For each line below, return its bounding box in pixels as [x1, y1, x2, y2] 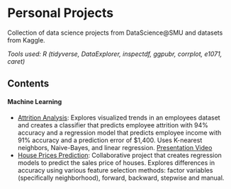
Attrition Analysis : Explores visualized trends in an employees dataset [17, 113, 221, 122]
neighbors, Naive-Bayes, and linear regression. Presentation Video [17, 143, 213, 151]
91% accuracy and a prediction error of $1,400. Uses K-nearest [17, 136, 203, 144]
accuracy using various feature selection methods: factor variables [17, 166, 213, 174]
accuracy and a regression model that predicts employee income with [17, 128, 222, 137]
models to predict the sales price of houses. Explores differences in [17, 158, 215, 167]
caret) [7, 57, 26, 65]
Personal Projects [7, 5, 114, 21]
